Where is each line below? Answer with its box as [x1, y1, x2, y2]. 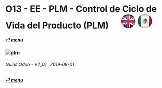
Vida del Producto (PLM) [5, 20, 109, 31]
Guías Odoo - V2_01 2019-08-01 [5, 61, 74, 68]
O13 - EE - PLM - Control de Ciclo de [5, 3, 157, 15]
